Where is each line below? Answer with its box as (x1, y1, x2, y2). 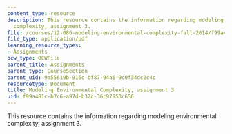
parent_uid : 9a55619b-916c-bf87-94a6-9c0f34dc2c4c (7, 74, 156, 81)
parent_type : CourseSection (7, 67, 88, 74)
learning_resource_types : (7, 42, 81, 49)
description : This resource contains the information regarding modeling (7, 16, 224, 23)
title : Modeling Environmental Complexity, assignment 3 (7, 87, 175, 93)
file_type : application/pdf (7, 36, 88, 43)
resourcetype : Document (7, 80, 76, 87)
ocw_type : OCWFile (7, 55, 60, 62)
